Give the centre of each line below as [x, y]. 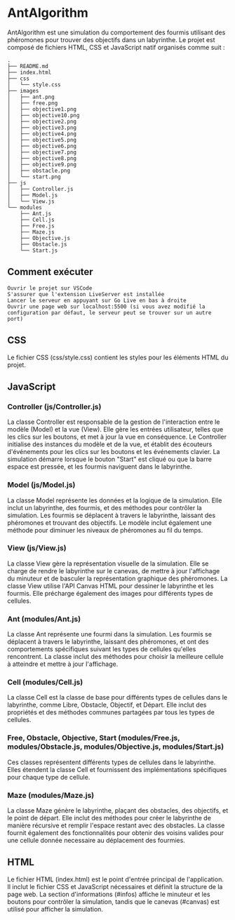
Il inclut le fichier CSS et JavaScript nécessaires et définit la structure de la [115, 886]
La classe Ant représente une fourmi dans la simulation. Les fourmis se [110, 634]
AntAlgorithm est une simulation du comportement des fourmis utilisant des [116, 32]
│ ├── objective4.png [42, 134]
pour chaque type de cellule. [49, 777]
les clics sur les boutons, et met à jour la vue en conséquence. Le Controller [117, 437]
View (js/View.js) [37, 548]
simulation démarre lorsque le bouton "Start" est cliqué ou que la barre [110, 459]
